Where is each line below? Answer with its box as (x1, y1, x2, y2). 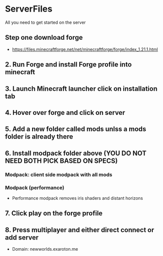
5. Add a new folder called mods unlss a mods (5, 125, 147, 133)
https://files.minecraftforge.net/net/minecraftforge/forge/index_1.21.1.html (12, 46, 158, 52)
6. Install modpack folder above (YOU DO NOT (5, 149, 147, 157)
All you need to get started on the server (5, 19, 86, 25)
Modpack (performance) (5, 184, 65, 191)
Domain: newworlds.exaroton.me (12, 246, 79, 252)
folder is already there (5, 132, 73, 141)
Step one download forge (5, 33, 83, 42)
